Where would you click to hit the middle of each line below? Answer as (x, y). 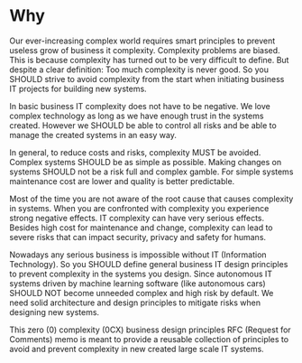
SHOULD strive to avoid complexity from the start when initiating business (147, 79)
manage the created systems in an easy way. (93, 135)
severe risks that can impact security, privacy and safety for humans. (138, 237)
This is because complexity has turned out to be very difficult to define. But (149, 60)
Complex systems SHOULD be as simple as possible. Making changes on (146, 162)
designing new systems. (55, 312)
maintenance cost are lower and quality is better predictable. (122, 181)
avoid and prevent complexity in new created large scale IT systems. (137, 349)
